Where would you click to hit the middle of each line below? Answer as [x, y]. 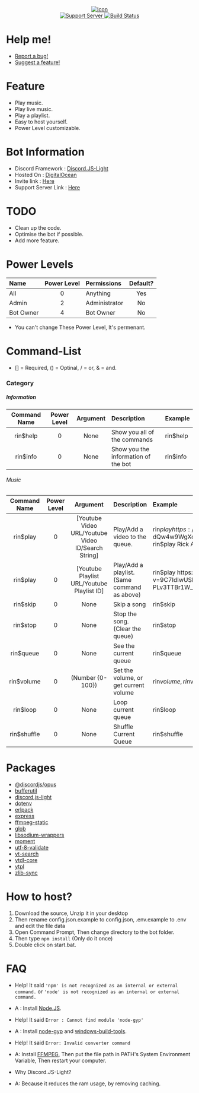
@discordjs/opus [36, 784]
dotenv [23, 803]
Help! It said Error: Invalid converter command [73, 1043]
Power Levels [40, 264]
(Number [83, 677]
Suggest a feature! [37, 62]
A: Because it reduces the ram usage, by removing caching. [88, 1084]
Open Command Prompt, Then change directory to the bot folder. [94, 932]
